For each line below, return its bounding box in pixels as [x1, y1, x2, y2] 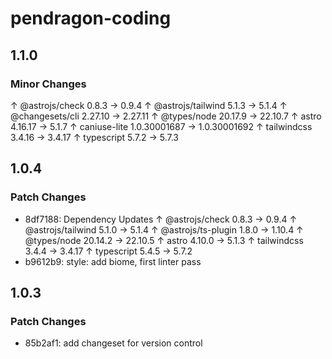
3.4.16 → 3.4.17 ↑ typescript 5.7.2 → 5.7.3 [10, 131, 180, 143]
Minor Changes [10, 77, 87, 91]
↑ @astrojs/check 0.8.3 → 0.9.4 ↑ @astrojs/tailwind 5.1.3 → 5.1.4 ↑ [10, 99, 288, 111]
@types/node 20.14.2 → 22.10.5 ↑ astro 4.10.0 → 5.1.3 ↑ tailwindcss [24, 234, 304, 246]
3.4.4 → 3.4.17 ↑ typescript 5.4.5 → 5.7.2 [24, 245, 193, 257]
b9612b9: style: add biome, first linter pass [24, 255, 202, 267]
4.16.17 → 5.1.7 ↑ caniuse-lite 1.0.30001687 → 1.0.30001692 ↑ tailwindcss [10, 120, 313, 132]
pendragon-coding [10, 7, 172, 30]
